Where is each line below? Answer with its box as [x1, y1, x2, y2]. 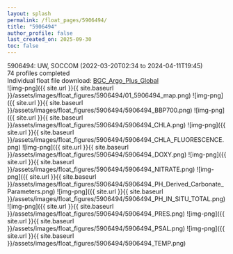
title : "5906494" [7, 23, 58, 30]
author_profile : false [7, 29, 73, 37]
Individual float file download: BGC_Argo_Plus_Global [7, 77, 159, 84]
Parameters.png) [7, 187, 56, 196]
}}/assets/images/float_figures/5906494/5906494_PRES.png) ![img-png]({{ [7, 209, 225, 218]
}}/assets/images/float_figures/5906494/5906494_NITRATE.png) [7, 165, 195, 173]
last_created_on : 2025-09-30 [7, 36, 92, 43]
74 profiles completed [7, 69, 70, 77]
